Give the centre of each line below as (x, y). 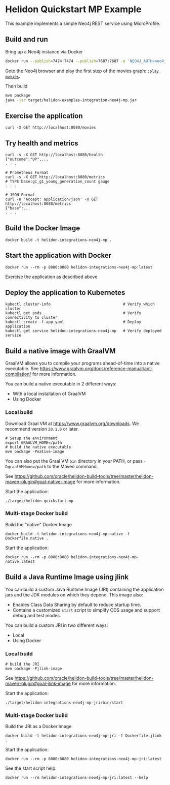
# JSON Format (20, 195)
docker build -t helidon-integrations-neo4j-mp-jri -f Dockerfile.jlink (83, 736)
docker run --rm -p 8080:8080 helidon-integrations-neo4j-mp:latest (79, 267)
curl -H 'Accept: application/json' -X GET (52, 199)
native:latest (20, 561)
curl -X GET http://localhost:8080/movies (51, 128)
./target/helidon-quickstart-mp (39, 501)
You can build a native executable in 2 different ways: (61, 384)
